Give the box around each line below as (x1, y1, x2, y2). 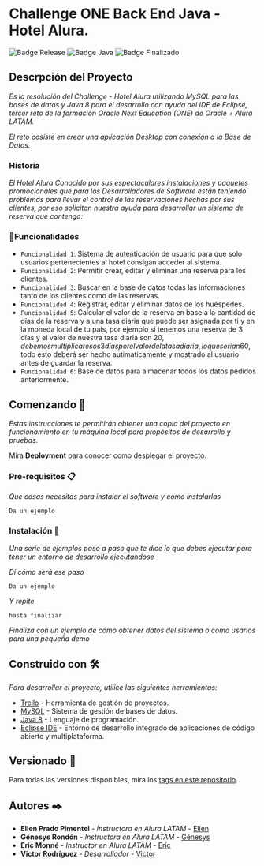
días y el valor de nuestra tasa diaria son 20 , (20, 333, 165, 343)
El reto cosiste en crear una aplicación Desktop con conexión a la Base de (9, 132, 251, 141)
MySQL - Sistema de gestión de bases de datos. (20, 706, 178, 715)
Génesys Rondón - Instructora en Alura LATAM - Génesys (20, 832, 210, 842)
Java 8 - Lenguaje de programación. (20, 714, 139, 724)
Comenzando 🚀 (9, 398, 86, 411)
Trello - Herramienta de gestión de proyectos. (20, 698, 169, 707)
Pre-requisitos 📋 (9, 471, 76, 482)
